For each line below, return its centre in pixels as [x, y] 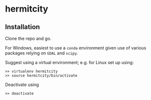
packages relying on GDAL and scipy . [42, 53]
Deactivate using [22, 84]
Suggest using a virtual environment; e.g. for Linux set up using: [69, 62]
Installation [22, 27]
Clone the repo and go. [28, 38]
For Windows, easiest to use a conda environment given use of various [76, 48]
